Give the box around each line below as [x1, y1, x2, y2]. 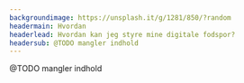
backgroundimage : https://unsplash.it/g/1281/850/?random [9, 13, 231, 23]
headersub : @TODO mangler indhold [9, 38, 140, 48]
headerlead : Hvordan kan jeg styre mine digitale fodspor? [9, 30, 236, 39]
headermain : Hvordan [9, 22, 87, 31]
